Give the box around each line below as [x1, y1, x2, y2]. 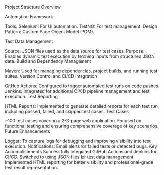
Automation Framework [5, 14, 53, 19]
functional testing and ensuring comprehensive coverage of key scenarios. [5, 123, 159, 129]
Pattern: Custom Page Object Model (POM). [5, 29, 95, 34]
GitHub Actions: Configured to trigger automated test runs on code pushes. [5, 83, 160, 89]
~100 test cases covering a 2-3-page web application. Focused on [5, 118, 142, 123]
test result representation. [5, 165, 58, 170]
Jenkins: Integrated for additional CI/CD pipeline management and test [5, 88, 150, 94]
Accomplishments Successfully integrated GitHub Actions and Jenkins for [5, 149, 157, 154]
